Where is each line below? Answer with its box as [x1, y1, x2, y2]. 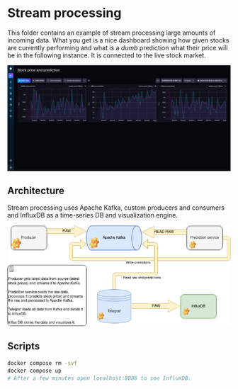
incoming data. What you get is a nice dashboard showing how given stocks [7, 35, 229, 44]
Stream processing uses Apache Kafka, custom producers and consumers [7, 203, 225, 212]
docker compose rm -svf [7, 360, 78, 367]
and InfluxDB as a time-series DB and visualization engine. [7, 211, 178, 220]
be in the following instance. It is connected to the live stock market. [7, 51, 207, 60]
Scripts [7, 340, 40, 352]
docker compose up [7, 367, 62, 375]
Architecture [7, 185, 65, 197]
